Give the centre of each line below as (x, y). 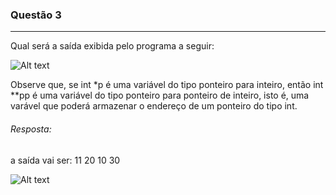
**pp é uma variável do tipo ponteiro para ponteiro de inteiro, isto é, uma (160, 95)
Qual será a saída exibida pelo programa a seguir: (112, 46)
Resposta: (31, 129)
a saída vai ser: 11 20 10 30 (65, 160)
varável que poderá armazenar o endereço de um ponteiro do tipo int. (154, 106)
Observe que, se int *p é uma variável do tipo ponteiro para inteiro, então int (167, 85)
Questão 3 (36, 15)
